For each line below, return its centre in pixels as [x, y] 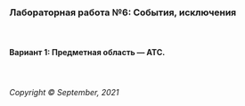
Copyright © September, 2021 [64, 93]
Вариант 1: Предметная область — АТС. [87, 52]
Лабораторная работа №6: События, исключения [123, 12]
